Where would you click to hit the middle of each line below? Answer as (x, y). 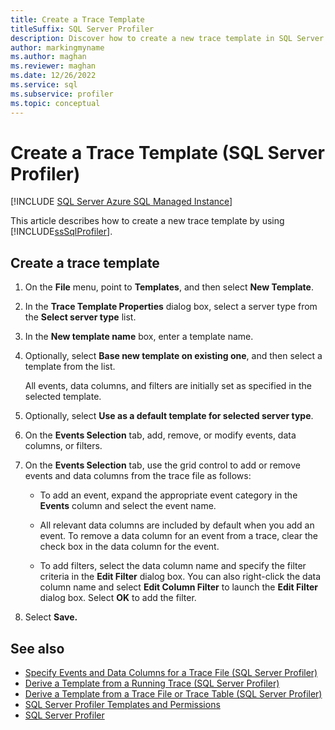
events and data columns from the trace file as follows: (138, 476)
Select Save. (51, 617)
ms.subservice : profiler (62, 94)
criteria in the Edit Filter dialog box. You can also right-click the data (180, 577)
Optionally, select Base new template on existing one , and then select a (173, 356)
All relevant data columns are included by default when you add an (177, 525)
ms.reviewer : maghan (53, 66)
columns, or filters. (63, 446)
